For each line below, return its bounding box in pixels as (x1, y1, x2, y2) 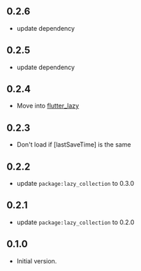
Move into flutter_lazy (16, 101, 80, 110)
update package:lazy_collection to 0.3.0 (16, 180, 134, 188)
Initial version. (16, 256, 57, 265)
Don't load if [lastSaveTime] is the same (16, 140, 131, 149)
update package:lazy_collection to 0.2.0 (16, 218, 135, 226)
